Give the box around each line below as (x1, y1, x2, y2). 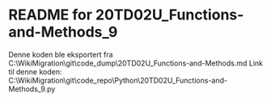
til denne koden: (8, 66, 62, 76)
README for (8, 6, 93, 24)
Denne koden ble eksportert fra (8, 49, 113, 59)
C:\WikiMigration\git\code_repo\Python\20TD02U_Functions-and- (8, 75, 228, 85)
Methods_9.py (8, 83, 56, 94)
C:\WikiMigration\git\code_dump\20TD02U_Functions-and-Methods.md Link (8, 58, 263, 68)
